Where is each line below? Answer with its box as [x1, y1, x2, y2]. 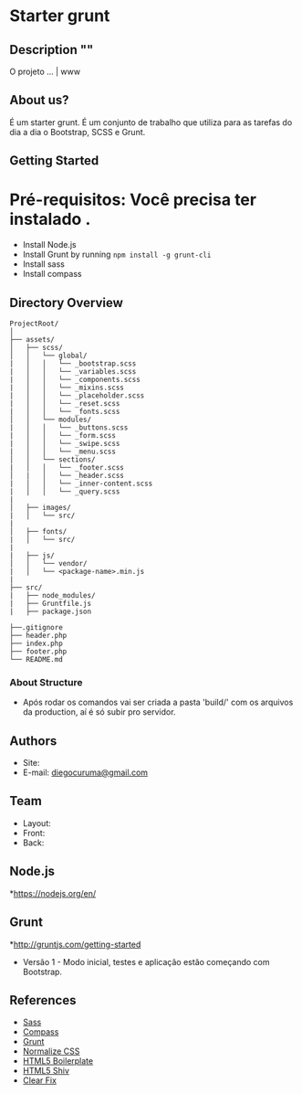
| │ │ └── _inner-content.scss [9, 479, 153, 488]
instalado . [9, 209, 91, 229]
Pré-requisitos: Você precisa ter [9, 189, 257, 210]
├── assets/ [9, 335, 55, 344]
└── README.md [9, 654, 64, 664]
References [9, 993, 77, 1008]
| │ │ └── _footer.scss [9, 462, 125, 472]
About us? [9, 92, 70, 108]
